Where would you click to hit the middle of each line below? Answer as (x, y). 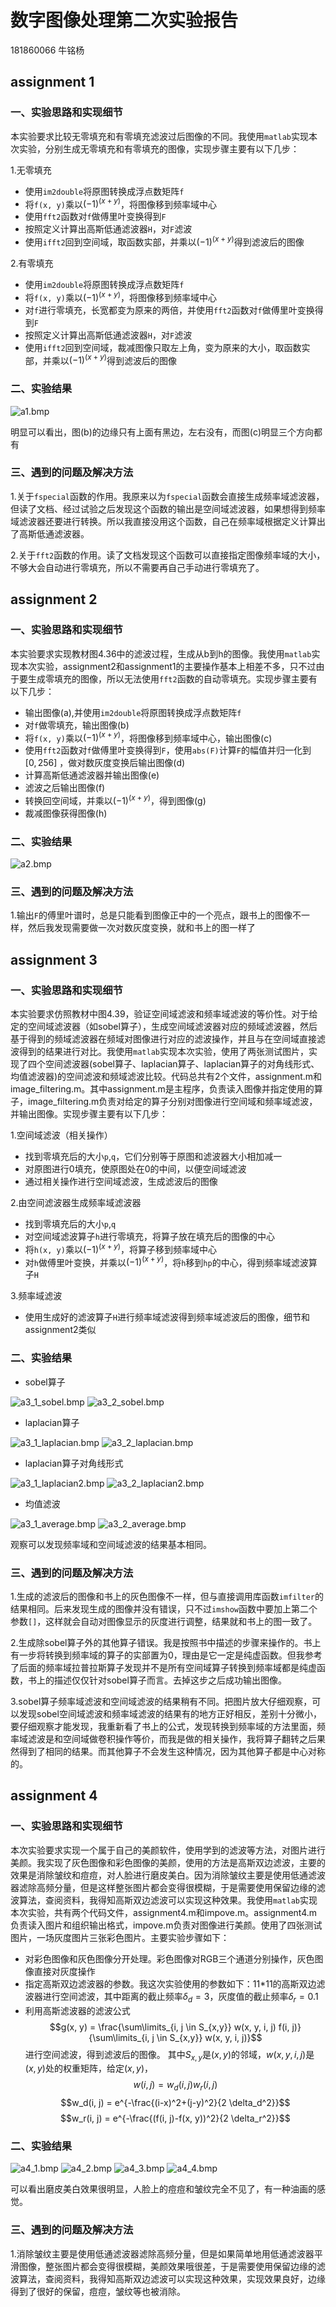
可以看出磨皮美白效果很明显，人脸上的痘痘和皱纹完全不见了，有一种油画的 (163, 2189)
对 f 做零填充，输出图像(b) (77, 725)
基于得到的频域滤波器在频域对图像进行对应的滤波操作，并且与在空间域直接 (163, 1039)
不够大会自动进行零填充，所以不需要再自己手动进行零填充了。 (137, 567)
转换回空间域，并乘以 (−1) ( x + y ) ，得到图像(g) (115, 799)
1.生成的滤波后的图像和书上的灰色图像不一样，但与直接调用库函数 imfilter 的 (167, 1597)
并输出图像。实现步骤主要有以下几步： (89, 1114)
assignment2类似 (60, 1330)
